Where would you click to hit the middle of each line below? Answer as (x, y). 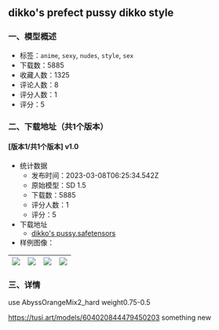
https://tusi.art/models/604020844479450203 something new (110, 317)
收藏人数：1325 (44, 74)
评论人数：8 (39, 85)
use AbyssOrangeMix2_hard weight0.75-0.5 (79, 303)
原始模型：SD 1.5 (58, 185)
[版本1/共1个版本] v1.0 (44, 147)
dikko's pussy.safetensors (73, 233)
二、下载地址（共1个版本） (58, 126)
